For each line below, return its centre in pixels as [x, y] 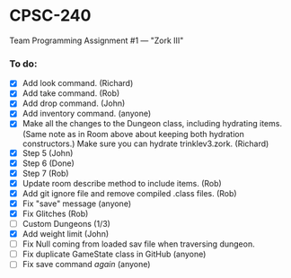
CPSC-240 [50, 16]
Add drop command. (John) [74, 103]
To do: [23, 64]
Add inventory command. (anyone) [87, 114]
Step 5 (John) [48, 152]
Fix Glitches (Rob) [55, 213]
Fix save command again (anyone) [86, 265]
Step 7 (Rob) [45, 173]
